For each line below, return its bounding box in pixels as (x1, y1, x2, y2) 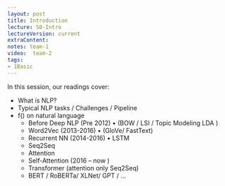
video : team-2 (7, 50, 52, 57)
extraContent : (7, 37, 50, 44)
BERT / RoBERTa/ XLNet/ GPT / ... (28, 171, 126, 180)
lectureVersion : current (7, 30, 81, 37)
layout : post (7, 10, 46, 18)
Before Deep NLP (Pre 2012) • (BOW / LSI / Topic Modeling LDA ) (28, 118, 219, 127)
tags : (7, 57, 23, 64)
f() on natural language (17, 111, 85, 120)
